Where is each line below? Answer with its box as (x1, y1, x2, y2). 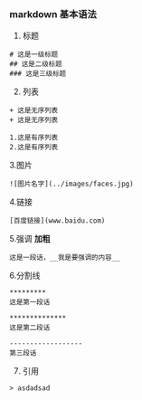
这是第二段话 (9, 323, 51, 332)
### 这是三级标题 (9, 70, 66, 79)
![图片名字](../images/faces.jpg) (9, 179, 134, 189)
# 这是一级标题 (9, 50, 59, 60)
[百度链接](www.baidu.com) (9, 216, 106, 225)
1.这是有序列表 (9, 133, 59, 142)
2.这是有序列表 (9, 143, 59, 152)
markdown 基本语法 (9, 7, 97, 20)
